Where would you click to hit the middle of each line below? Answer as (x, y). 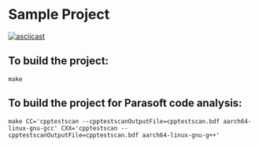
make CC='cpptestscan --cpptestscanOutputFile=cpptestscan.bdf (114, 121)
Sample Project (59, 15)
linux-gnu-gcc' (33, 128)
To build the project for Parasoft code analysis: (125, 103)
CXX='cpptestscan (89, 128)
